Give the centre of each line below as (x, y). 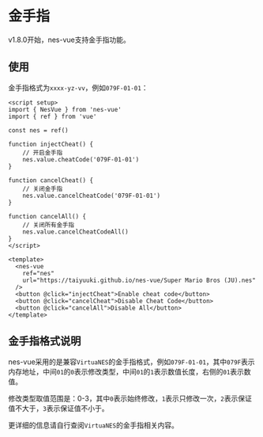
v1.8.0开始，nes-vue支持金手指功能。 (69, 40)
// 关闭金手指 (43, 188)
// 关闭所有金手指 (49, 225)
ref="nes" (39, 273)
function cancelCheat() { (51, 180)
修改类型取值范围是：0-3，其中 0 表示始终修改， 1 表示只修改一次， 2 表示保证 (130, 398)
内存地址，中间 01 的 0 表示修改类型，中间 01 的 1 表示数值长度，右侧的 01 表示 (126, 371)
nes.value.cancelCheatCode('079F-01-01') (91, 196)
